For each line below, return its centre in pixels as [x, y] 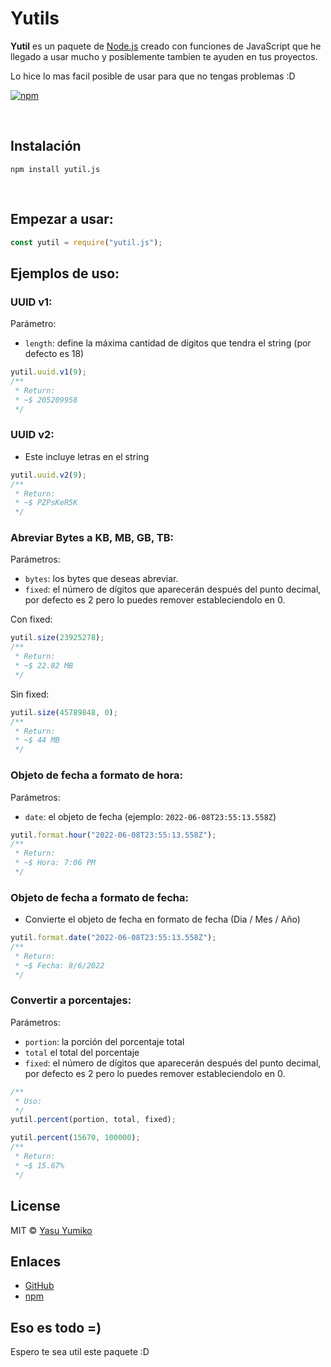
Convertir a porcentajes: [71, 1000]
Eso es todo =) [56, 1327]
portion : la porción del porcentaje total [104, 1041]
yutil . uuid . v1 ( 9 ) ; [48, 372]
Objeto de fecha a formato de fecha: [99, 897]
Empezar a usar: [62, 219]
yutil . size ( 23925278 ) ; [57, 638]
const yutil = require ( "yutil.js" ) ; [86, 242]
